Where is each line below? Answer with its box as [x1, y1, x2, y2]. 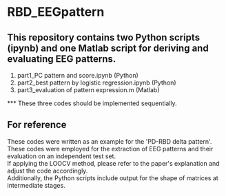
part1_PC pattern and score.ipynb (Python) [17, 72, 139, 79]
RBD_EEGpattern [7, 4, 105, 20]
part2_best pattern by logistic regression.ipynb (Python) [17, 78, 177, 87]
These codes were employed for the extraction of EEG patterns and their [7, 144, 214, 153]
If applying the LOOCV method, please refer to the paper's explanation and [7, 159, 220, 167]
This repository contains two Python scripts [7, 32, 201, 43]
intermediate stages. [7, 181, 65, 189]
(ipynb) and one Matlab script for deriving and [7, 42, 209, 54]
